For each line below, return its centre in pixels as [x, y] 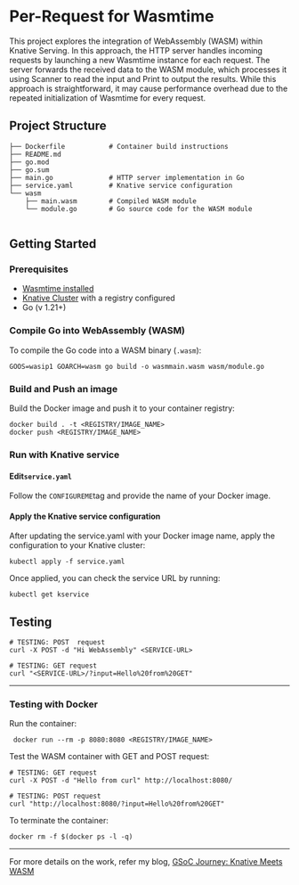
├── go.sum [29, 170]
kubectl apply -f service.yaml [67, 562]
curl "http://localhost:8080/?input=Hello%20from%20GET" [117, 804]
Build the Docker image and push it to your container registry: [122, 408]
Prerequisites [39, 269]
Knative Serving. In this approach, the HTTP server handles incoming [136, 50]
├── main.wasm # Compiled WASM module [111, 201]
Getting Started [53, 244]
